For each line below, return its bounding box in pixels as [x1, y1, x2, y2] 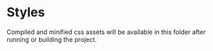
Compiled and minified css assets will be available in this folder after [6, 28, 206, 36]
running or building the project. [6, 35, 97, 43]
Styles [6, 4, 45, 21]
